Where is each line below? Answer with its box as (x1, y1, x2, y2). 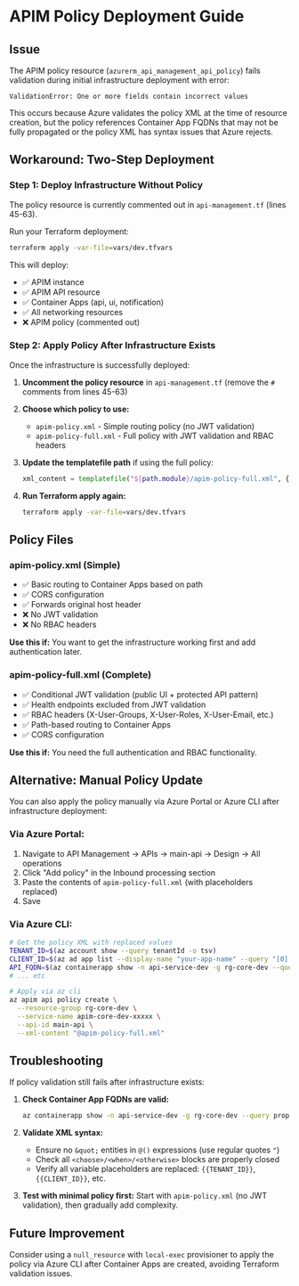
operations (21, 858, 62, 868)
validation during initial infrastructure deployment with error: (9, 75, 230, 85)
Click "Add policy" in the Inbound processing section (21, 867, 216, 878)
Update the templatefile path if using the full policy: (21, 457, 214, 468)
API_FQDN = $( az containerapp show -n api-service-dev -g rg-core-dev (9, 963, 269, 972)
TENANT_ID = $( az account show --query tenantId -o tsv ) (9, 946, 217, 955)
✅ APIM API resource (21, 287, 101, 297)
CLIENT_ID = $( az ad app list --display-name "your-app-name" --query (9, 955, 269, 964)
